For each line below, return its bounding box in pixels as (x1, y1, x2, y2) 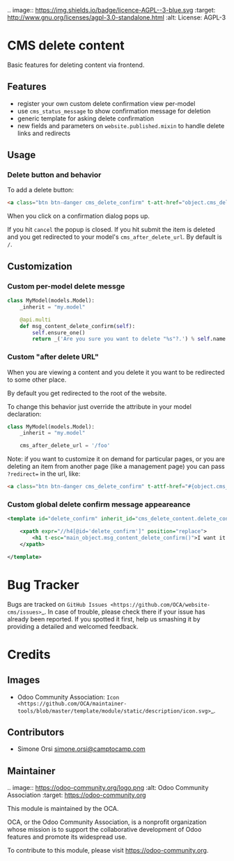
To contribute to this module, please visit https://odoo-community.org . (7, 846, 209, 855)
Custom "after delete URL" (7, 352, 99, 362)
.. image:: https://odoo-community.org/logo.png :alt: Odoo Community (7, 784, 209, 792)
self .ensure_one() (32, 329, 86, 336)
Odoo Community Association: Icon (17, 692, 120, 701)
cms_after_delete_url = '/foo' (19, 442, 111, 449)
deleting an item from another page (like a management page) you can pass (7, 463, 225, 471)
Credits (7, 646, 51, 662)
